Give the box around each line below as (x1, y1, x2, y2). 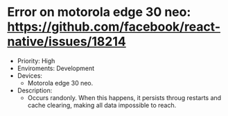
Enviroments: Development (17, 64, 95, 72)
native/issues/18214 (7, 34, 126, 49)
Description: (17, 86, 53, 94)
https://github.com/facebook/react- (7, 19, 220, 35)
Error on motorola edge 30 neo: (7, 4, 191, 20)
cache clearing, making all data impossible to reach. (27, 101, 177, 109)
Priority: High (17, 56, 55, 65)
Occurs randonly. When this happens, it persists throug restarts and (27, 93, 222, 101)
